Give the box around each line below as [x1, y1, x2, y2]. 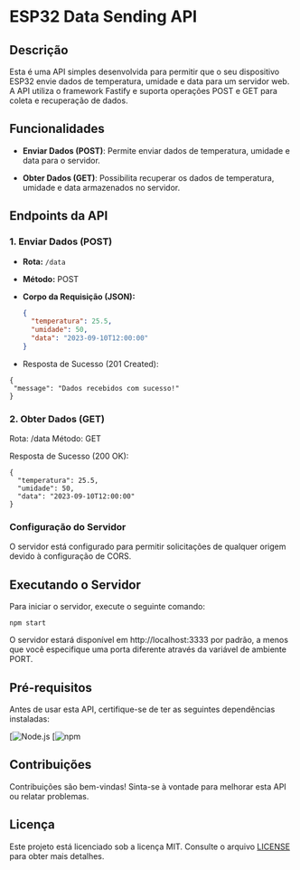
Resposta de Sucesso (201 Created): [22, 358, 160, 369]
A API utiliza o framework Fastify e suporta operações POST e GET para [9, 86, 278, 96]
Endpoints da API [9, 208, 108, 223]
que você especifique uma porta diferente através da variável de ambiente [9, 644, 287, 655]
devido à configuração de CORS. [9, 551, 132, 562]
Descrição [9, 43, 69, 58]
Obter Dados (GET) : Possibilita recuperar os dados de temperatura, [22, 172, 275, 183]
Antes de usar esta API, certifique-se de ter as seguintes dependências [9, 704, 276, 715]
